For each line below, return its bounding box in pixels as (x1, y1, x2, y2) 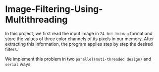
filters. (5, 46, 18, 52)
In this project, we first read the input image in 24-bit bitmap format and (5, 30, 153, 36)
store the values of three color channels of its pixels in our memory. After (5, 36, 155, 42)
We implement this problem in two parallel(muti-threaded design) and (5, 56, 152, 62)
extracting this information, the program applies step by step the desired (5, 41, 153, 47)
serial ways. (5, 61, 32, 67)
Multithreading (5, 14, 68, 25)
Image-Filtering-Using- (5, 3, 103, 15)
